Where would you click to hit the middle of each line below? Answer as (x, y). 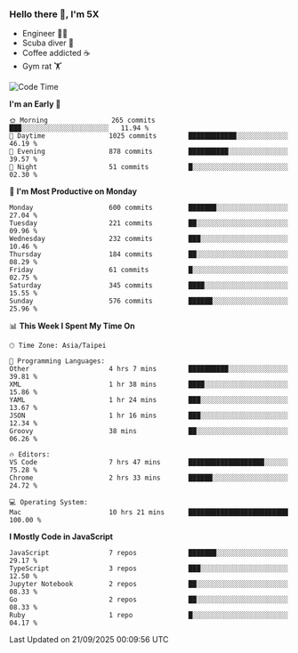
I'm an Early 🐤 (35, 104)
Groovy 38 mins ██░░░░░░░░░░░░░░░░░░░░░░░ (149, 431)
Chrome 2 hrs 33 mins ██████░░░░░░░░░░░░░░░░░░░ (149, 478)
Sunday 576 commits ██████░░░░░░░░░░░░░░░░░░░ (149, 302)
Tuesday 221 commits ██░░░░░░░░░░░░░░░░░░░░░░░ (149, 223)
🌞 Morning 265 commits (82, 121)
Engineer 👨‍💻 (45, 34)
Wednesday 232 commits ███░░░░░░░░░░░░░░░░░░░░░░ (149, 239)
